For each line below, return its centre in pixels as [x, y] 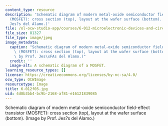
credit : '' [21, 61]
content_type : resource [30, 10]
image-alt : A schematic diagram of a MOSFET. [58, 65]
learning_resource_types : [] [35, 70]
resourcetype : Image [27, 84]
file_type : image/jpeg [29, 38]
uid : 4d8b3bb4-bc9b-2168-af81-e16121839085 [51, 93]
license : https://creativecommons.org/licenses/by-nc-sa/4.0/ [71, 75]
